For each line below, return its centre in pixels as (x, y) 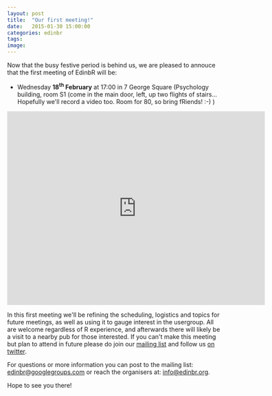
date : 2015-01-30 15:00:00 (49, 26)
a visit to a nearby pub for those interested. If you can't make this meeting (112, 336)
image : (16, 45)
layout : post (26, 13)
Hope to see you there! (39, 385)
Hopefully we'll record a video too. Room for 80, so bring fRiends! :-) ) (116, 101)
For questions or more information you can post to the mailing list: (100, 364)
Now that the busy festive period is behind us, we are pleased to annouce (111, 65)
